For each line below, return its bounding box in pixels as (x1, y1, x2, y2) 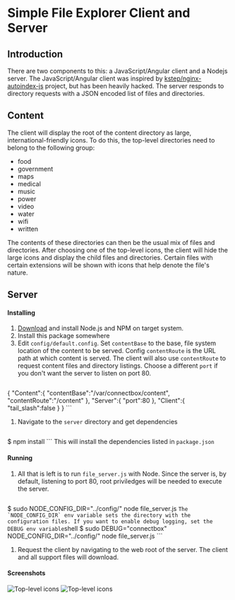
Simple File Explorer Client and (7, 5, 191, 21)
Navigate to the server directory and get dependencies (17, 418, 178, 426)
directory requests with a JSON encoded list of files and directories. (7, 90, 205, 97)
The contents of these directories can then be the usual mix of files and (7, 238, 215, 246)
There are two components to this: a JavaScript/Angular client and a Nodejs (7, 67, 228, 75)
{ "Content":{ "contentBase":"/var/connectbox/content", (7, 389, 171, 397)
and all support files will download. (17, 553, 119, 561)
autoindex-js (7, 82, 44, 90)
